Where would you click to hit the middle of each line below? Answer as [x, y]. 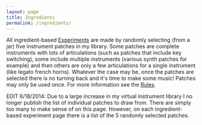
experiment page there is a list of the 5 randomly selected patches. [106, 115]
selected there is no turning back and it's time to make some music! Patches [101, 78]
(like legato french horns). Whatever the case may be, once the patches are [100, 72]
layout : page [23, 12]
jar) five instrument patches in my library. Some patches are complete [93, 46]
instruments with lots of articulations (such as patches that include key [94, 53]
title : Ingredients [31, 17]
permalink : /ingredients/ [39, 23]
